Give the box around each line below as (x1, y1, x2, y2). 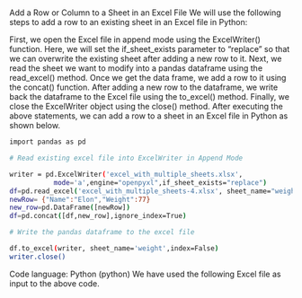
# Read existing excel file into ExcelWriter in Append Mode (9, 153, 244, 163)
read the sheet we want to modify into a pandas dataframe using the (9, 63, 263, 74)
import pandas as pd (9, 137, 87, 146)
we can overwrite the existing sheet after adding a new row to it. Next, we (9, 53, 282, 65)
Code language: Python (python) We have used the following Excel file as (9, 268, 281, 279)
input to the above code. (9, 277, 101, 289)
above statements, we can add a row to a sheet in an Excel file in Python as (9, 110, 289, 121)
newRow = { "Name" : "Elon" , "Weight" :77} (9, 195, 151, 204)
